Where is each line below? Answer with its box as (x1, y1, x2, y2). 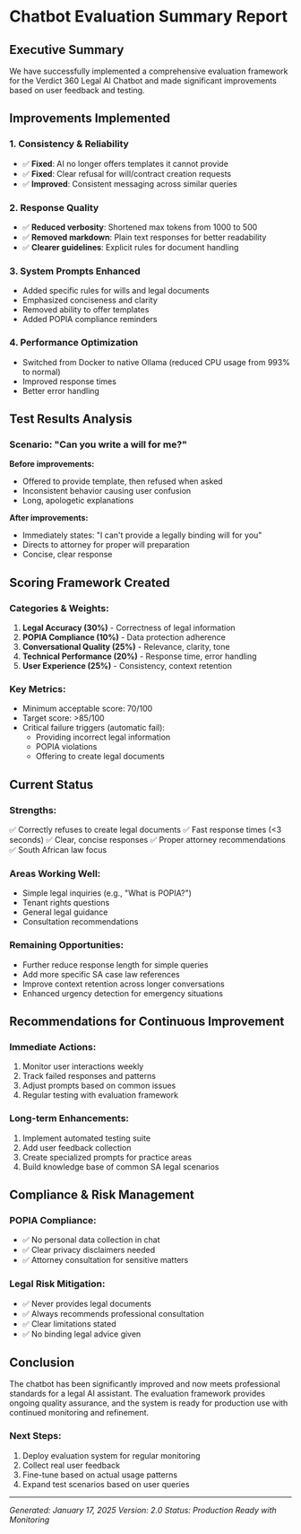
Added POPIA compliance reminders (21, 314, 158, 325)
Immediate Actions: (9, 1040, 97, 1053)
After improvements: (9, 513, 89, 523)
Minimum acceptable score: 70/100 (21, 703, 153, 714)
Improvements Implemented (9, 110, 171, 127)
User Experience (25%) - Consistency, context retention (21, 660, 233, 671)
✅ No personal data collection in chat (21, 1234, 160, 1245)
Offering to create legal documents (35, 751, 166, 762)
